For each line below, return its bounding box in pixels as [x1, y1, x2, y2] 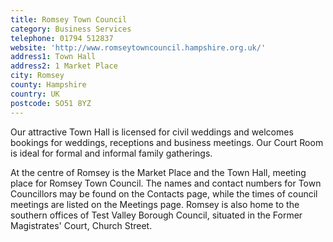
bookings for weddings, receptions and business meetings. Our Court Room [10, 136, 324, 148]
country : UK [10, 89, 60, 99]
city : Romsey [10, 71, 65, 81]
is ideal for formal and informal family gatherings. [10, 147, 213, 159]
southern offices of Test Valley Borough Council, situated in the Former [10, 209, 303, 221]
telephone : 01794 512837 [10, 33, 114, 43]
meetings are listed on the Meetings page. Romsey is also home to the [10, 198, 300, 210]
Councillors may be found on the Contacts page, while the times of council [10, 187, 318, 200]
